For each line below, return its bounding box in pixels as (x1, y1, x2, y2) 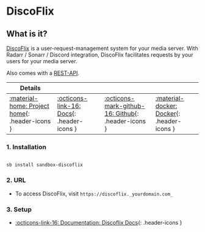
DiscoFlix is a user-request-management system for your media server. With (6, 44, 198, 52)
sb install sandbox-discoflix (6, 162, 84, 168)
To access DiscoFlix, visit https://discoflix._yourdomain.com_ (15, 190, 173, 197)
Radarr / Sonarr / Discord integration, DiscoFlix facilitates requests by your (6, 51, 193, 58)
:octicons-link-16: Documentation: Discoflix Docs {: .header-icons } (15, 219, 182, 226)
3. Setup (6, 205, 32, 214)
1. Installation (6, 142, 47, 151)
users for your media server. (6, 58, 77, 65)
